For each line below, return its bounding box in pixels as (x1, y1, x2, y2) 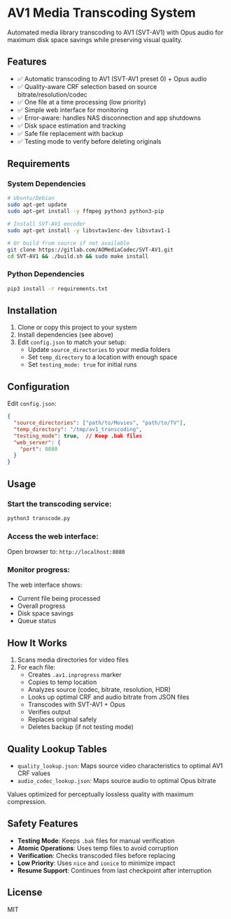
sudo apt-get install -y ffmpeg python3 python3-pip (7, 208, 164, 215)
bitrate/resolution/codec (17, 90, 87, 99)
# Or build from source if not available (7, 240, 130, 247)
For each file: (17, 663, 56, 672)
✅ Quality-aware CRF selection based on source (17, 82, 157, 90)
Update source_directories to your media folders (27, 346, 171, 354)
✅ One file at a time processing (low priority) (17, 97, 146, 106)
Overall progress (17, 601, 66, 611)
